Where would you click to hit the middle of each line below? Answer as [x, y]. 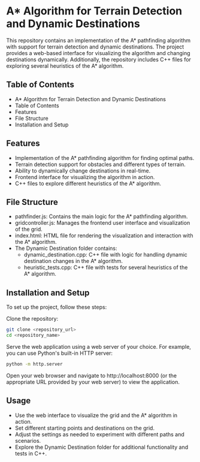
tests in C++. [31, 453]
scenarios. [28, 440]
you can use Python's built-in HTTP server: [59, 353]
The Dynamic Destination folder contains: [66, 248]
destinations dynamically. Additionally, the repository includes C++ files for [99, 59]
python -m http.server [34, 364]
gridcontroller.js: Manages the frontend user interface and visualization [102, 223]
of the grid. [29, 230]
